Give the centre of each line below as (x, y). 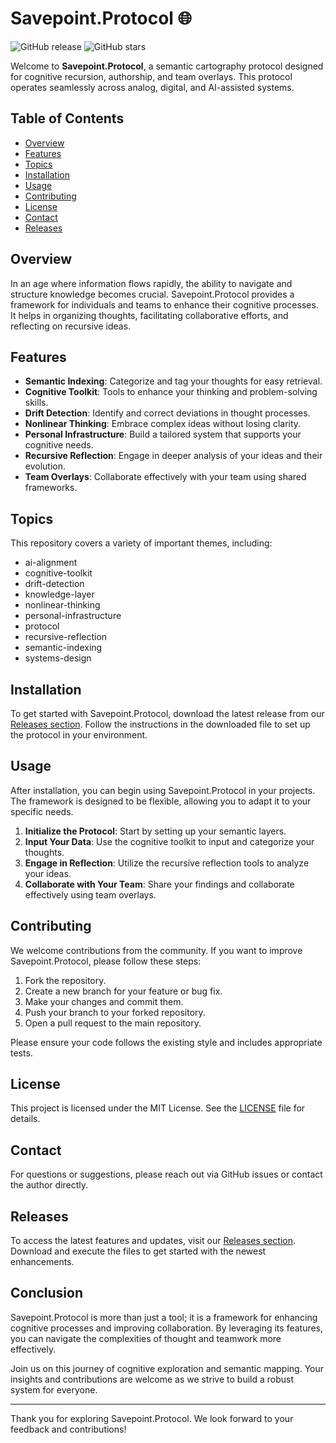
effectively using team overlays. (90, 894)
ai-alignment (51, 563)
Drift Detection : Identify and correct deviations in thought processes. (167, 413)
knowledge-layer (59, 594)
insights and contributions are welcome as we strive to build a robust (152, 1379)
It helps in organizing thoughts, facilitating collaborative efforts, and (149, 315)
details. (25, 1119)
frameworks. (51, 488)
